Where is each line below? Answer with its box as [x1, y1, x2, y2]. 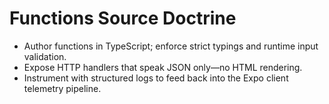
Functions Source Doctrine [9, 7, 237, 30]
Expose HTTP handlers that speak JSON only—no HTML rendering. [23, 61, 303, 73]
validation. [23, 50, 67, 62]
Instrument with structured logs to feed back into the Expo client [23, 72, 289, 84]
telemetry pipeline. [23, 82, 102, 94]
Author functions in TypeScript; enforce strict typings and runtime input [23, 40, 319, 52]
